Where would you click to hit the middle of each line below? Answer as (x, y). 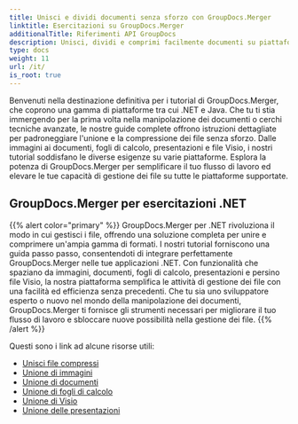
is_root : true (35, 75)
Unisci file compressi (60, 363)
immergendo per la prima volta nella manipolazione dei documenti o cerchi (145, 119)
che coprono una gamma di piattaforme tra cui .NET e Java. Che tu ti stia (142, 110)
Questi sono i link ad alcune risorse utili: (82, 346)
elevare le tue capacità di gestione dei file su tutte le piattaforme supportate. (149, 176)
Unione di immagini (57, 373)
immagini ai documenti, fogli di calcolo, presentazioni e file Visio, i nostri (141, 147)
